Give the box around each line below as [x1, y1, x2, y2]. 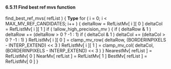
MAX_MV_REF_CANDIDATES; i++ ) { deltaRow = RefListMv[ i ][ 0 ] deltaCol [5, 21, 163, 27]
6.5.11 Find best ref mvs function [5, 4, 76, 10]
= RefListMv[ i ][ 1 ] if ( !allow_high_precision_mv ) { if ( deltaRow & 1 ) [5, 26, 152, 32]
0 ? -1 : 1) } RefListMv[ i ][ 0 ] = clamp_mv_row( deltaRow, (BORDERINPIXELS [5, 37, 166, 43]
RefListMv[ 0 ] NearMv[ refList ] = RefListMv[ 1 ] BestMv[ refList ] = [5, 53, 147, 59]
